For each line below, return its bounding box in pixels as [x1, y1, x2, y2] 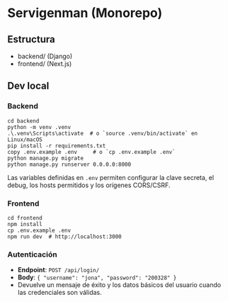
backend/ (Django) [17, 52, 73, 60]
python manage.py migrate [7, 155, 84, 162]
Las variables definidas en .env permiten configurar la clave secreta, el [7, 173, 215, 181]
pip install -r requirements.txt [7, 142, 106, 150]
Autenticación [7, 250, 58, 259]
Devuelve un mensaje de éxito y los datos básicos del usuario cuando [17, 281, 222, 289]
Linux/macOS [7, 136, 42, 143]
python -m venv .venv [7, 123, 72, 130]
